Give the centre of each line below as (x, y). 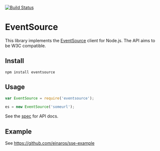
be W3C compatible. (25, 46)
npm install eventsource (30, 72)
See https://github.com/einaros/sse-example (50, 143)
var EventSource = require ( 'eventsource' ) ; (50, 98)
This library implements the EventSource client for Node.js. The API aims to (80, 40)
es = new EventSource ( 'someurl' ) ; (40, 107)
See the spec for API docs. (32, 116)
